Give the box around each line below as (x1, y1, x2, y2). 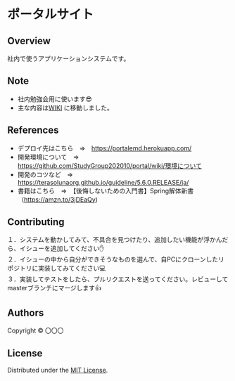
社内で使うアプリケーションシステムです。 (7, 54, 130, 63)
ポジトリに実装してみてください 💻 (7, 264, 106, 273)
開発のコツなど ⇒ (17, 170, 74, 179)
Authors (7, 306, 44, 318)
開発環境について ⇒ (17, 153, 80, 161)
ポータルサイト (7, 6, 94, 22)
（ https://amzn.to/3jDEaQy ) (17, 195, 99, 204)
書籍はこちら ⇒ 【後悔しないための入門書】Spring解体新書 (17, 186, 194, 195)
